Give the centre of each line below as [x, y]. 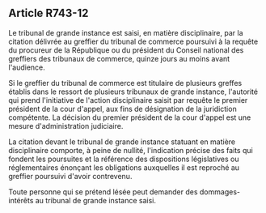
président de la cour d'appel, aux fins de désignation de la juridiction [122, 109]
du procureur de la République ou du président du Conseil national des [126, 50]
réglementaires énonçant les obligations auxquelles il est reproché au [124, 167]
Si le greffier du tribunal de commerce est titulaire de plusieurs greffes [125, 83]
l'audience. [27, 67]
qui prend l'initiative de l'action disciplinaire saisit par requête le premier [128, 100]
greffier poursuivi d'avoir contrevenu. [70, 176]
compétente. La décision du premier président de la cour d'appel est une [130, 117]
